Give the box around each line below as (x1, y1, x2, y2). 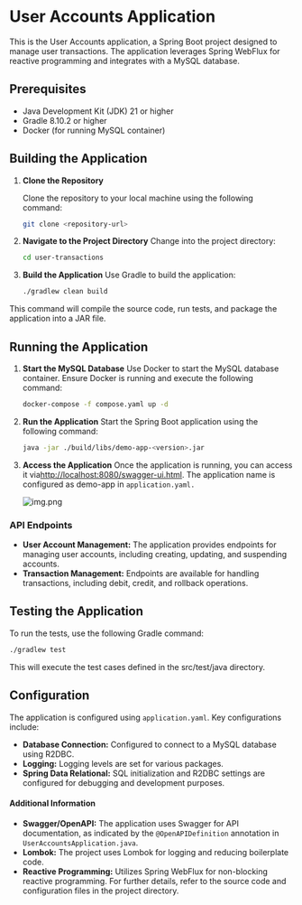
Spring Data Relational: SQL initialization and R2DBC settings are (22, 768, 266, 779)
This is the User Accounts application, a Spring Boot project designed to (9, 36, 278, 47)
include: (9, 721, 40, 732)
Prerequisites (9, 81, 87, 97)
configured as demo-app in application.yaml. (22, 479, 196, 490)
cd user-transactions (22, 253, 104, 263)
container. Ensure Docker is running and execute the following (22, 373, 254, 383)
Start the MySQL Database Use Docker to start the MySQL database (22, 363, 279, 374)
